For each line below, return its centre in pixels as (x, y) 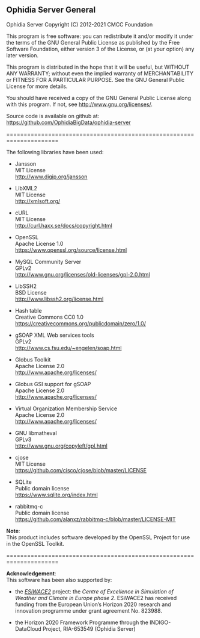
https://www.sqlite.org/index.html (56, 495)
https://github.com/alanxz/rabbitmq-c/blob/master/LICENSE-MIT (95, 519)
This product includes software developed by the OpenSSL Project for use (98, 537)
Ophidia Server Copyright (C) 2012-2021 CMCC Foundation (80, 24)
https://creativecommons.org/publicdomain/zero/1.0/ (80, 323)
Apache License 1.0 (39, 243)
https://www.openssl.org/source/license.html (71, 250)
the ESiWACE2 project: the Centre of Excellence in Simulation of (94, 591)
